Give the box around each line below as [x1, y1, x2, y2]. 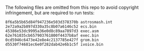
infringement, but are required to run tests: [5, 10, 95, 16]
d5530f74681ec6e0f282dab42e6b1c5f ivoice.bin [5, 42, 103, 47]
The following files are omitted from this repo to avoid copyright [5, 5, 139, 10]
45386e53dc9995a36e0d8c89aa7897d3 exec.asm [5, 29, 99, 34]
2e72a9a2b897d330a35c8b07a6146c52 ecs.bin [5, 24, 97, 29]
